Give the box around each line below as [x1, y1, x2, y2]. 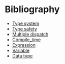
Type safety [12, 25, 38, 31]
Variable [12, 47, 30, 53]
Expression [12, 42, 36, 48]
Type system [12, 20, 40, 26]
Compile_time [12, 37, 41, 43]
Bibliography [5, 4, 60, 15]
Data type [12, 52, 33, 59]
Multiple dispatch [12, 31, 49, 37]
